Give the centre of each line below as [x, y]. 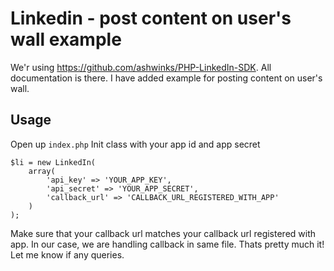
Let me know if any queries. [67, 254]
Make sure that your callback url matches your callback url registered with [163, 233]
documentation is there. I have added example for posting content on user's [166, 78]
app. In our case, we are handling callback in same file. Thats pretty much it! [167, 244]
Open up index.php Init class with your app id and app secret [135, 144]
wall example [66, 39]
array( [42, 171]
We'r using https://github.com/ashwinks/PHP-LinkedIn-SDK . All [141, 67]
